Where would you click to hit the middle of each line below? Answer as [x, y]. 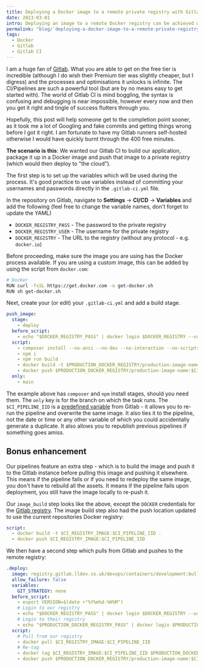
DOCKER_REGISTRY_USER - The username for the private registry [92, 231]
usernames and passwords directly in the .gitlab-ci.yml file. [83, 188]
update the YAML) [29, 213]
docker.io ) [29, 244]
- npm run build [38, 360]
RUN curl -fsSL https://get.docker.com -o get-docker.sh [80, 286]
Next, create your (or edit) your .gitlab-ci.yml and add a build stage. [93, 303]
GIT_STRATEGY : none [42, 591]
